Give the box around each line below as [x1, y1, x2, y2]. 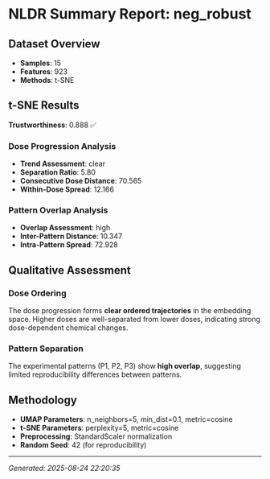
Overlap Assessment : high [19, 223, 111, 233]
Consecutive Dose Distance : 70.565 [19, 176, 142, 186]
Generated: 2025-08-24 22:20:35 [8, 464, 121, 473]
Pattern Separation [8, 343, 84, 354]
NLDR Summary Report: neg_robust [8, 5, 252, 23]
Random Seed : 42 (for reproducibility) [19, 440, 147, 450]
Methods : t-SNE [19, 76, 75, 85]
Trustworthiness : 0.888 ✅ [8, 120, 96, 130]
